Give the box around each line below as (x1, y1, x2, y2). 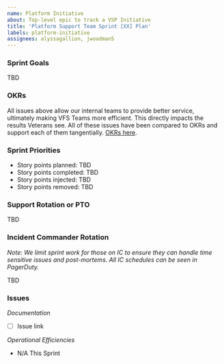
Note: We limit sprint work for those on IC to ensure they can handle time (7, 248, 212, 256)
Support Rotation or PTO (7, 199, 90, 209)
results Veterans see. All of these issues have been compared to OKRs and (7, 121, 218, 129)
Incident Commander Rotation (7, 232, 109, 242)
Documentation (7, 308, 51, 317)
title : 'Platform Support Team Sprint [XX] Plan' (7, 23, 152, 29)
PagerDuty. (7, 263, 40, 271)
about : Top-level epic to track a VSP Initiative (7, 16, 152, 23)
